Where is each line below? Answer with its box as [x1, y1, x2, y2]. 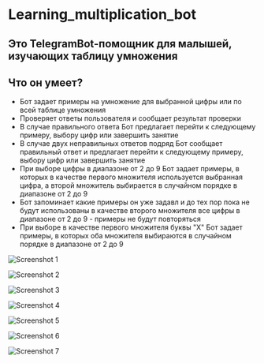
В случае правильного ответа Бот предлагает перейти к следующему [19, 122, 256, 132]
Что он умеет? [8, 76, 84, 89]
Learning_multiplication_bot [8, 6, 197, 24]
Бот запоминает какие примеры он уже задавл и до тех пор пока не [19, 197, 251, 207]
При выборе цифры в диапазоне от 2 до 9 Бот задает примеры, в [19, 164, 240, 174]
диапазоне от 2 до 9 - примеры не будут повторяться [19, 215, 201, 224]
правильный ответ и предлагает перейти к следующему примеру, [19, 148, 244, 157]
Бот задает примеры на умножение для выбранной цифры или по [19, 97, 242, 107]
